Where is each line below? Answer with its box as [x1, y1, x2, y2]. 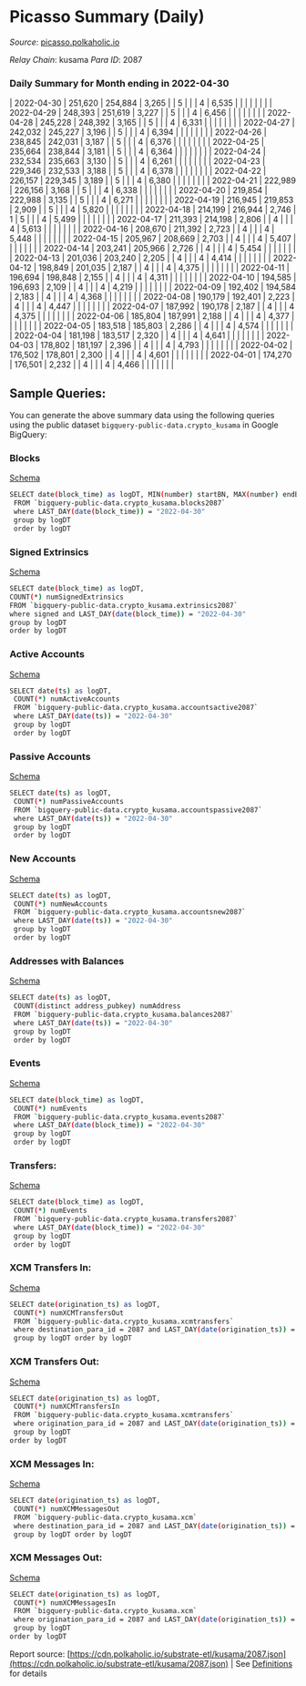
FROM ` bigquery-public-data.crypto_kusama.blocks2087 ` [13, 499, 226, 508]
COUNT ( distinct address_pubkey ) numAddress [13, 1002, 181, 1011]
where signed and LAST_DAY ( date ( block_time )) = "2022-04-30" [9, 609, 247, 619]
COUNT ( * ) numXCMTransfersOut [13, 1308, 125, 1318]
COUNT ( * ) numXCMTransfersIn [13, 1402, 120, 1412]
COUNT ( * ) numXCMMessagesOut [13, 1504, 120, 1514]
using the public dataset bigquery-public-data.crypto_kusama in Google [9, 419, 280, 430]
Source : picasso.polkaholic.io [9, 36, 120, 47]
